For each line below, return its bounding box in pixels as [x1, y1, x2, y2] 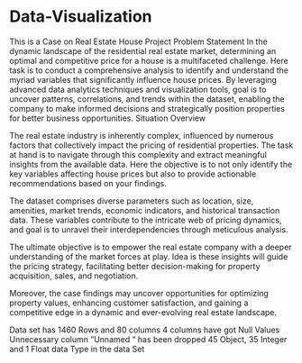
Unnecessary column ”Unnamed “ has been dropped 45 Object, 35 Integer [9, 333, 288, 344]
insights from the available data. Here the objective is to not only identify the [9, 159, 293, 169]
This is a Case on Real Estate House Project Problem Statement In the [9, 36, 268, 47]
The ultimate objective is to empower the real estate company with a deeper [9, 241, 292, 252]
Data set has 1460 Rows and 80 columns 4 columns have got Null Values [9, 324, 280, 335]
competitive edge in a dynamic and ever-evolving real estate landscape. [9, 306, 278, 317]
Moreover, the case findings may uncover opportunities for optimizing [9, 287, 269, 298]
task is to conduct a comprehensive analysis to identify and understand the [9, 65, 288, 76]
